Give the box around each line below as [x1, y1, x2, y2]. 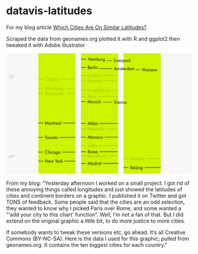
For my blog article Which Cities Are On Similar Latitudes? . [6, 24, 148, 31]
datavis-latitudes [6, 4, 93, 18]
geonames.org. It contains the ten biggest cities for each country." [6, 242, 168, 249]
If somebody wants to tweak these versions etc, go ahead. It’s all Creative [6, 229, 186, 236]
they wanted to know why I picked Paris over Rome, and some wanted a [6, 205, 181, 212]
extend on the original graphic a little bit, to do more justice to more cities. [6, 217, 186, 224]
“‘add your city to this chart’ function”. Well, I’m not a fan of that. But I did [6, 211, 184, 218]
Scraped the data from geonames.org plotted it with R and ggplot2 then [6, 35, 180, 42]
